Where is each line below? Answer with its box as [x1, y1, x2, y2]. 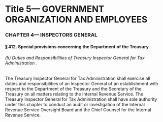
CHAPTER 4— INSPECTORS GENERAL [5, 31, 98, 38]
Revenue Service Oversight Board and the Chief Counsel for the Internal [5, 107, 151, 113]
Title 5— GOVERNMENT [5, 3, 104, 15]
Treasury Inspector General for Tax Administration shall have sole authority [5, 96, 158, 102]
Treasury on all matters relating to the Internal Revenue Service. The [5, 91, 144, 97]
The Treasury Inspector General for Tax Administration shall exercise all [5, 75, 150, 81]
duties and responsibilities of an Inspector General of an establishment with [5, 80, 159, 87]
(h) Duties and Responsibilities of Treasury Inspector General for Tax [5, 55, 145, 61]
